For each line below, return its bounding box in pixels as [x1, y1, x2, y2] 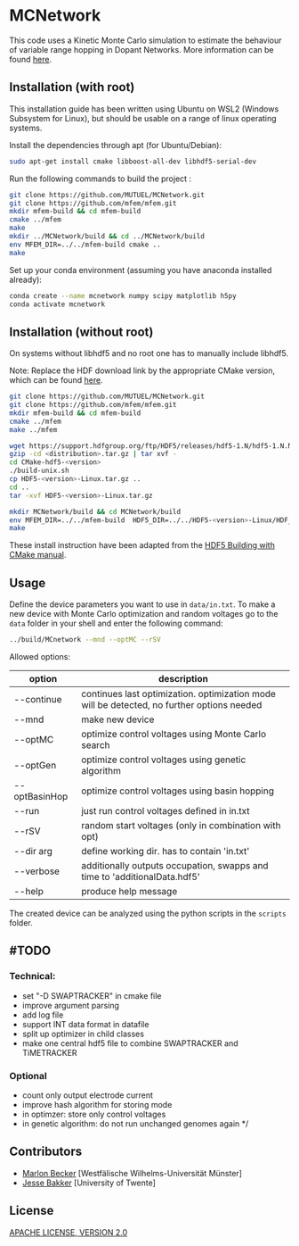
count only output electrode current [21, 1090, 154, 1101]
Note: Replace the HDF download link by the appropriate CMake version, [9, 365, 276, 376]
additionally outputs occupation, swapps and [81, 860, 269, 871]
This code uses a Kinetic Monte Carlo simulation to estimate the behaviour [9, 35, 282, 46]
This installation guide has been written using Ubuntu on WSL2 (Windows [9, 104, 279, 114]
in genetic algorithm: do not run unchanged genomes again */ [21, 1117, 249, 1129]
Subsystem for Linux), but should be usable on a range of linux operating [9, 112, 278, 123]
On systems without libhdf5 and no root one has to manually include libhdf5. [9, 348, 289, 359]
